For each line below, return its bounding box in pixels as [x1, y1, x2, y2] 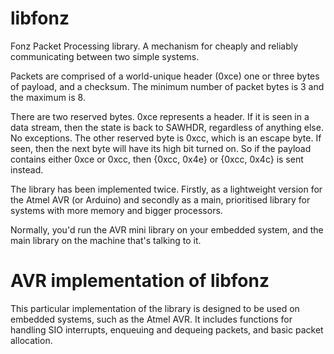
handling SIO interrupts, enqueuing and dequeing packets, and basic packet [10, 323, 324, 336]
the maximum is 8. [10, 91, 86, 103]
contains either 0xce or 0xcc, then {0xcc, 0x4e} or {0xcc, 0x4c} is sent [10, 153, 304, 165]
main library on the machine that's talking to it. [10, 234, 202, 246]
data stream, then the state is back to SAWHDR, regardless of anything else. [10, 121, 324, 133]
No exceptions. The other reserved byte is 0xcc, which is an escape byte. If [10, 132, 322, 144]
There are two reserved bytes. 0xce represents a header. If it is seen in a [10, 110, 310, 122]
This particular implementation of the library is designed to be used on [10, 302, 300, 314]
